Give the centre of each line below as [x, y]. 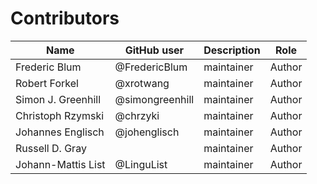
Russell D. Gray [51, 148]
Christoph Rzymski [60, 115]
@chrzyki [137, 115]
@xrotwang [142, 83]
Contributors [65, 18]
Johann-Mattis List [60, 164]
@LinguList [141, 164]
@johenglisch [147, 132]
